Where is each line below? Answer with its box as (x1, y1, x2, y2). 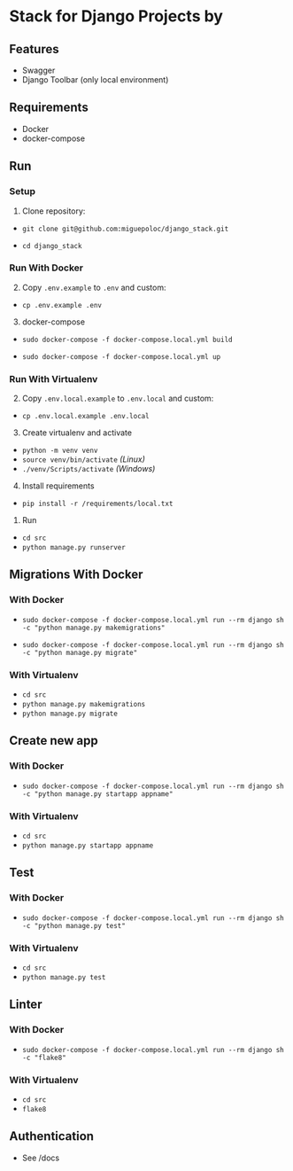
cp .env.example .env (21, 301, 102, 309)
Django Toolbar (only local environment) (21, 74, 169, 85)
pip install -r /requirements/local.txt (21, 499, 173, 509)
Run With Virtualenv (9, 372, 98, 385)
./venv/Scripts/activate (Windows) (21, 464, 156, 474)
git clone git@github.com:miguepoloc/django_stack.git (21, 224, 229, 233)
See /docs (21, 1152, 60, 1163)
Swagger (21, 65, 56, 75)
